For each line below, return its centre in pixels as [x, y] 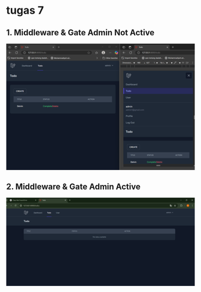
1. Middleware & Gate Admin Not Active [80, 33]
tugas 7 [25, 10]
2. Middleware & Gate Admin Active [73, 187]
